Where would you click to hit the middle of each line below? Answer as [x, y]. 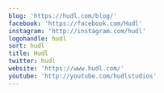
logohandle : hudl [38, 38]
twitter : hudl [32, 61]
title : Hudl [28, 53]
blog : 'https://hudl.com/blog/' [63, 16]
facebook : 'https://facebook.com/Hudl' [76, 23]
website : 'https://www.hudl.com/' [67, 69]
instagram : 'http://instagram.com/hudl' [78, 31]
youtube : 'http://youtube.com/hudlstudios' [83, 76]
